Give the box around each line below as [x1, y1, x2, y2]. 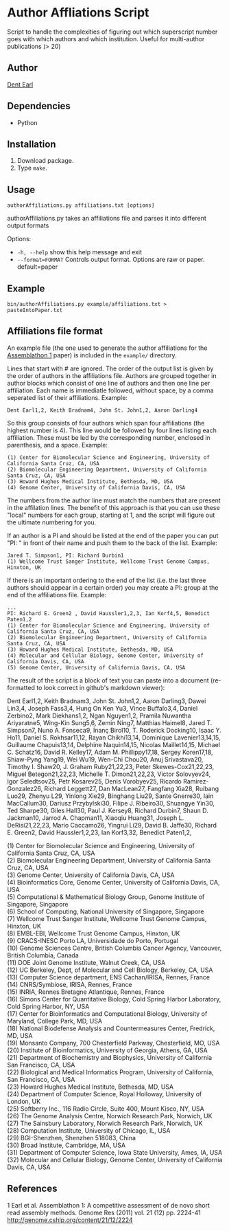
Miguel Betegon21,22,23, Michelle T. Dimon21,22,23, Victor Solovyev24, [7, 770, 211, 778]
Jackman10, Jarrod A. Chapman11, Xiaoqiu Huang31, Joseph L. [7, 813, 184, 822]
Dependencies [7, 100, 71, 112]
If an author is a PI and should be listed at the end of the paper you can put [7, 531, 219, 540]
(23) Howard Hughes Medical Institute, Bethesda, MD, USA [7, 1083, 174, 1091]
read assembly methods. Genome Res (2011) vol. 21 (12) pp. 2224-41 [7, 1208, 201, 1217]
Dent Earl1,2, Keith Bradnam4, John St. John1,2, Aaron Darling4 [7, 407, 197, 414]
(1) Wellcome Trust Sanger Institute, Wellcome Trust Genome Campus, [7, 558, 210, 565]
